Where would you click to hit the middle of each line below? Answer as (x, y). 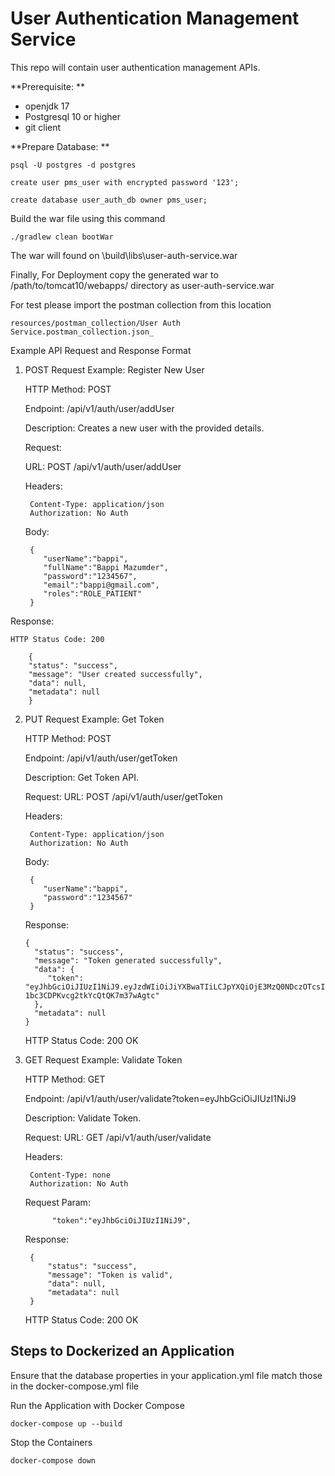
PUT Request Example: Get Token (94, 719)
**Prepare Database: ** (60, 146)
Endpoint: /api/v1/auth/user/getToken (101, 758)
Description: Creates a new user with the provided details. (144, 428)
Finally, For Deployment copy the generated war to (114, 274)
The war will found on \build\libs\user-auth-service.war (124, 255)
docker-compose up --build (66, 1423)
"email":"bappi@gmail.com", (101, 585)
